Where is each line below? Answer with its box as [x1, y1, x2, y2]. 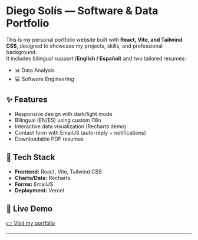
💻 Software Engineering [14, 75, 75, 82]
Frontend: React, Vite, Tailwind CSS [14, 168, 102, 175]
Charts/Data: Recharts [14, 174, 71, 181]
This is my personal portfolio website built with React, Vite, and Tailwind [6, 36, 183, 43]
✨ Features [6, 95, 48, 105]
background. [6, 48, 37, 55]
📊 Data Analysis [14, 66, 55, 74]
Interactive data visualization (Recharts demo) [14, 122, 127, 130]
